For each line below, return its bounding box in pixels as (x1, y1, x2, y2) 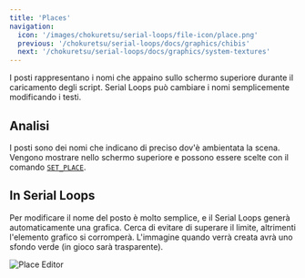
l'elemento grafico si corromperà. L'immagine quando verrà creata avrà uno (9, 232, 293, 242)
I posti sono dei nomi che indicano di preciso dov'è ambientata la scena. (9, 142, 280, 153)
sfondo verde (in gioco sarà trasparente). (9, 241, 164, 252)
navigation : (9, 22, 55, 31)
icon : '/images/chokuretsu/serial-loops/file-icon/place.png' (17, 30, 259, 39)
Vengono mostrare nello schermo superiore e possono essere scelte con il (9, 151, 290, 162)
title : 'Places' (9, 13, 71, 23)
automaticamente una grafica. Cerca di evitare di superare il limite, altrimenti (9, 221, 296, 232)
